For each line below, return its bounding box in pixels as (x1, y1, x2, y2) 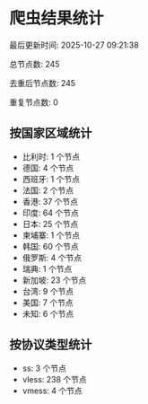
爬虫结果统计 (9, 8, 105, 29)
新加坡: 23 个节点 (22, 275, 87, 285)
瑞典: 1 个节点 (22, 263, 73, 274)
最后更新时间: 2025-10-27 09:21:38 (9, 40, 139, 50)
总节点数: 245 (9, 58, 60, 69)
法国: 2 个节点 (22, 185, 74, 196)
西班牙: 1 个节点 (22, 173, 81, 184)
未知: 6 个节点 (22, 308, 74, 319)
